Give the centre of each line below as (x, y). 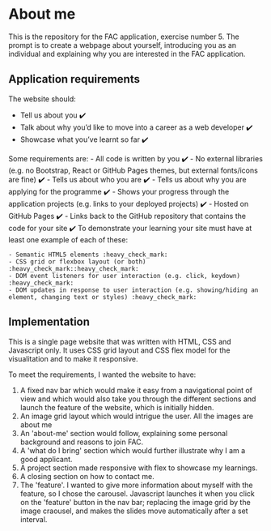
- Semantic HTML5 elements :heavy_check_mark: (88, 255)
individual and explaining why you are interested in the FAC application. (127, 54)
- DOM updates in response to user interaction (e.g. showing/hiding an (133, 290)
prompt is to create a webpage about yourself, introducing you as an (123, 45)
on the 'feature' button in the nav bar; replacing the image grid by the (135, 502)
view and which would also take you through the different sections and (138, 399)
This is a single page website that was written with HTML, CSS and (120, 341)
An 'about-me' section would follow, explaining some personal (124, 433)
